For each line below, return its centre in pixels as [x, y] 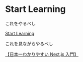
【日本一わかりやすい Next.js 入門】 [42, 54]
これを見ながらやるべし [29, 44]
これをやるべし [20, 23]
